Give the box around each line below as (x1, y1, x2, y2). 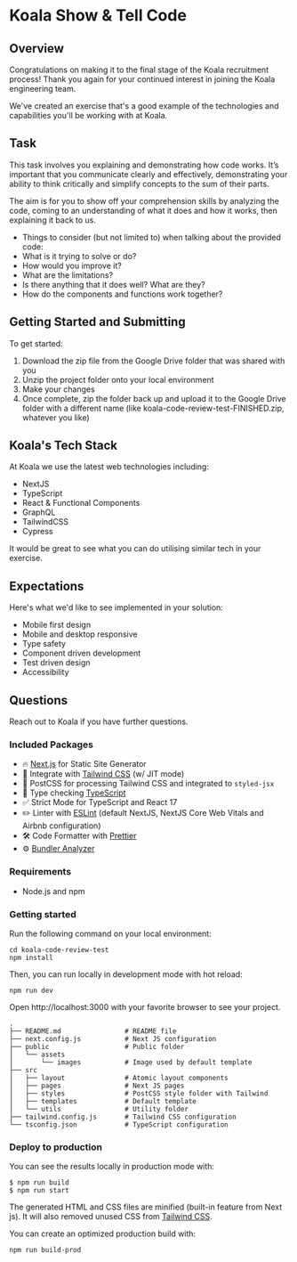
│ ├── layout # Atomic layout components (9, 1073, 229, 1082)
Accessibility (21, 667, 69, 678)
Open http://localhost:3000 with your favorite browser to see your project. (9, 1001, 281, 1012)
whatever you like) (21, 411, 91, 423)
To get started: (9, 338, 64, 348)
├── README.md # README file (9, 1026, 177, 1036)
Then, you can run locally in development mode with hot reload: (9, 968, 243, 980)
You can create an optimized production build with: (9, 1228, 197, 1239)
